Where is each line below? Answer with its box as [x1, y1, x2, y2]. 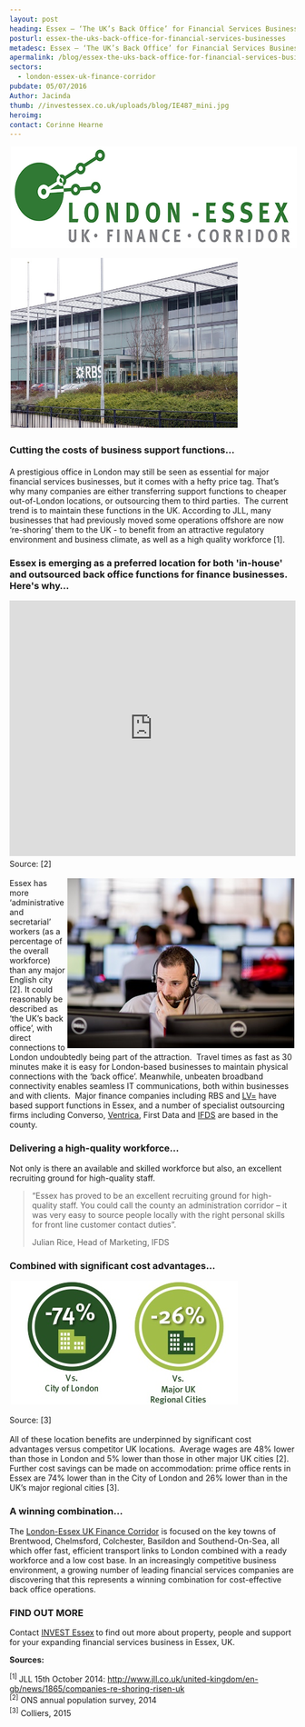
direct [9, 1033, 32, 1043]
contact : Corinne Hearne [9, 120, 103, 129]
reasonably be [9, 993, 64, 1004]
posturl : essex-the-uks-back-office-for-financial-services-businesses [9, 34, 286, 43]
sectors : [9, 63, 43, 72]
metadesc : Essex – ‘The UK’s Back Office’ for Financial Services [9, 44, 266, 53]
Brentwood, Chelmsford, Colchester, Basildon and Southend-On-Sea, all [9, 1535, 280, 1546]
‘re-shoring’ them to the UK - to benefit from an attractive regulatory [9, 524, 265, 535]
